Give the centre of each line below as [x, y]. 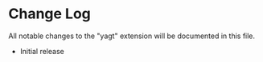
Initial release [42, 51]
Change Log [49, 14]
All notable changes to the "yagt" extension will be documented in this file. [132, 36]
